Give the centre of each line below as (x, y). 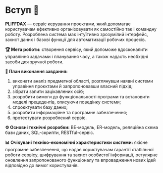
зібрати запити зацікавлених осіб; (48, 91)
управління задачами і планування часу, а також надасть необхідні (77, 56)
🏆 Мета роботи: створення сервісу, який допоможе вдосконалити (76, 49)
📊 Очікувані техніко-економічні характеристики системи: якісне (76, 142)
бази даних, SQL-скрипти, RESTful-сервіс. (50, 132)
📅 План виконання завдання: (36, 71)
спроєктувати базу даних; (40, 107)
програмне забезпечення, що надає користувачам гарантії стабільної (79, 149)
